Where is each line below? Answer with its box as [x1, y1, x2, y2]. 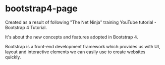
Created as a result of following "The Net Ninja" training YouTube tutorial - [5, 19, 157, 25]
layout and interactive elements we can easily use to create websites [5, 49, 146, 55]
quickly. [5, 54, 21, 60]
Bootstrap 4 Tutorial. [5, 24, 47, 30]
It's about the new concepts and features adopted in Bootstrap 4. [5, 34, 139, 40]
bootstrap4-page [5, 3, 78, 14]
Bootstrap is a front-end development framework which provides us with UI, [5, 43, 160, 49]
